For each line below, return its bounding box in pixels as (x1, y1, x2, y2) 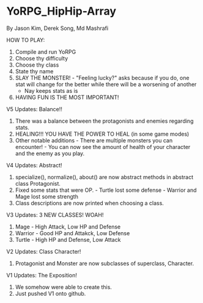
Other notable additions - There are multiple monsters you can (15, 136, 173, 144)
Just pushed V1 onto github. (15, 290, 86, 297)
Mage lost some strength (15, 192, 78, 200)
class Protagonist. (15, 180, 61, 187)
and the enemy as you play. (15, 150, 85, 157)
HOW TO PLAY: (6, 36, 45, 43)
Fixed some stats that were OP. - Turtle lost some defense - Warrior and (15, 186, 197, 194)
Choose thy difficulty (15, 54, 68, 62)
